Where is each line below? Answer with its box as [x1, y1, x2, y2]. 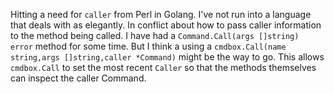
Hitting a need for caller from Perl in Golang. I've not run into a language [10, 9, 312, 20]
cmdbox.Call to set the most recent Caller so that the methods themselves [10, 62, 317, 73]
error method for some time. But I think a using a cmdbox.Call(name [10, 40, 287, 52]
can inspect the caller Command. [10, 72, 147, 84]
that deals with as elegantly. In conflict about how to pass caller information [10, 19, 322, 31]
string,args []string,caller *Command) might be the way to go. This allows [10, 51, 325, 63]
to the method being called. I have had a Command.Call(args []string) [10, 30, 300, 41]
